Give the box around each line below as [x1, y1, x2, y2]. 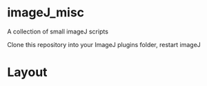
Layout [7, 65, 48, 80]
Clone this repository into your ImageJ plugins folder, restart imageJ [7, 40, 201, 48]
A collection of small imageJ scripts [7, 27, 109, 35]
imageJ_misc [7, 5, 85, 20]
